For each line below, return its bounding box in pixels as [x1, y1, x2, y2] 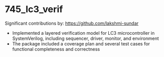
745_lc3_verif [5, 4, 63, 15]
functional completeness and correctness [12, 46, 100, 52]
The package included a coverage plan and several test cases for [12, 40, 150, 46]
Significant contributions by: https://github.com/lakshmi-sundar [5, 20, 139, 26]
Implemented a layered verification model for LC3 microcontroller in [12, 30, 155, 36]
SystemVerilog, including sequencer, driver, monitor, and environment [12, 35, 159, 41]
